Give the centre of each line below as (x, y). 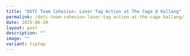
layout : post (22, 28)
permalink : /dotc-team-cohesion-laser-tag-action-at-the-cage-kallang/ (95, 17)
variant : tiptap (26, 44)
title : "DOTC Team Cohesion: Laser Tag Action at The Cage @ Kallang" (94, 11)
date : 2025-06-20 (27, 22)
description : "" (26, 33)
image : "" (18, 38)
